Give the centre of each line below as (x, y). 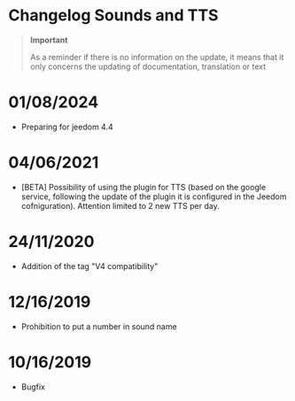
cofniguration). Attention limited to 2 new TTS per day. (120, 205)
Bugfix (33, 387)
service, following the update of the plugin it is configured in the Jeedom (154, 197)
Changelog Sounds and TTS (113, 15)
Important (49, 40)
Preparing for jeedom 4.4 (67, 127)
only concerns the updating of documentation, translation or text (148, 66)
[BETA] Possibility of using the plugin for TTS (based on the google (144, 187)
